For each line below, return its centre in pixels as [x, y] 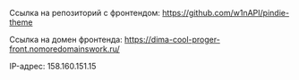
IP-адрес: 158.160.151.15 [53, 66]
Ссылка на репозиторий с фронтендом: [85, 13]
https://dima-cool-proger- [172, 40]
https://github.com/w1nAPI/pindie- [226, 13]
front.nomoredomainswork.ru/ [65, 49]
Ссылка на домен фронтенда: [66, 40]
